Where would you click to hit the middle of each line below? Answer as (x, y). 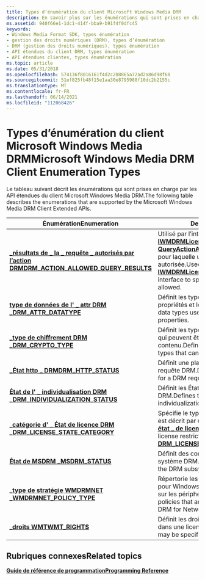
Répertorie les (178, 479)
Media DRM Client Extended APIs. (49, 208)
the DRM (170, 469)
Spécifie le (173, 413)
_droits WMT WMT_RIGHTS (49, 527)
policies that (175, 501)
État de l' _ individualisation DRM (58, 391)
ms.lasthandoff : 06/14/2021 (42, 97)
